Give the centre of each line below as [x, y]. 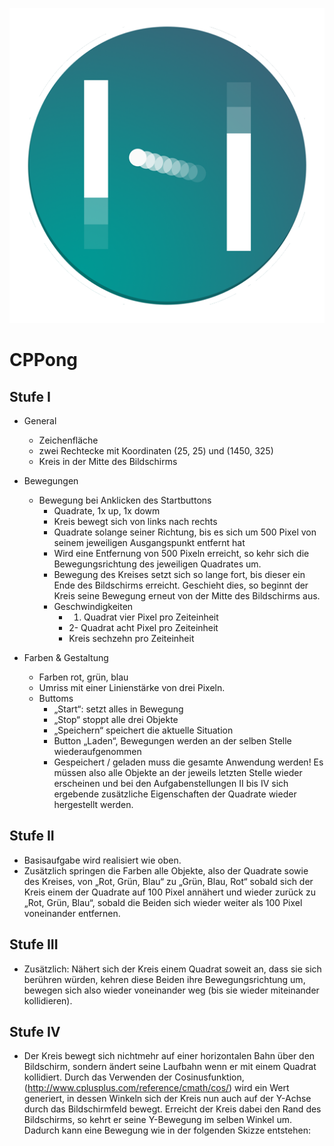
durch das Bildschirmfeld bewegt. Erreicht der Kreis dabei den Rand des [172, 1109]
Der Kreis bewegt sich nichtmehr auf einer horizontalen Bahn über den [169, 1056]
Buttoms [56, 698]
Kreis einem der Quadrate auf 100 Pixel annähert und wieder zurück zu [169, 892]
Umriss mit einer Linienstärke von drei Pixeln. [132, 687]
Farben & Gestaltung [66, 657]
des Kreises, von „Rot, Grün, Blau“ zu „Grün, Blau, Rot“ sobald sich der [168, 881]
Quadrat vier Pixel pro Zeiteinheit [151, 617]
